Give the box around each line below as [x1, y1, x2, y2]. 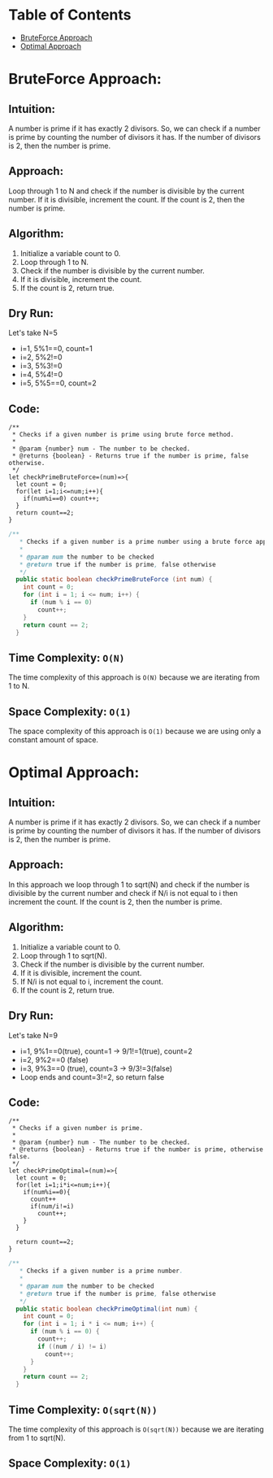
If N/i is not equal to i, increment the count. [19, 976, 164, 986]
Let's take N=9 [8, 1030, 58, 1040]
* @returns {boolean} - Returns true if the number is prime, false [11, 452, 249, 460]
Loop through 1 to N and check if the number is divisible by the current [8, 185, 245, 196]
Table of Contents [8, 6, 132, 24]
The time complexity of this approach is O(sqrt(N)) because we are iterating [8, 1424, 264, 1434]
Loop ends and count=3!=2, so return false [19, 1072, 165, 1082]
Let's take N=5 [8, 328, 58, 338]
